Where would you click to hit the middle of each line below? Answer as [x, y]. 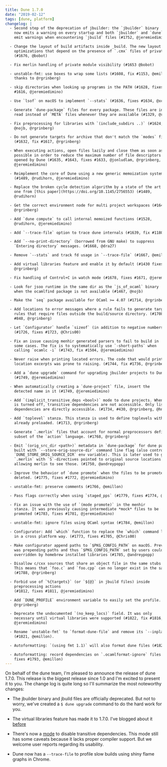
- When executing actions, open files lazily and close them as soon [83, 151]
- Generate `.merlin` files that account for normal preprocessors [81, 432]
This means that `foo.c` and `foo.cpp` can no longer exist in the [85, 568]
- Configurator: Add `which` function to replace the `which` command [84, 532]
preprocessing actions [38, 586]
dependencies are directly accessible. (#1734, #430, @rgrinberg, [84, 409]
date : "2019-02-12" [25, 14]
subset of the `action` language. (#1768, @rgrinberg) [72, 436]
